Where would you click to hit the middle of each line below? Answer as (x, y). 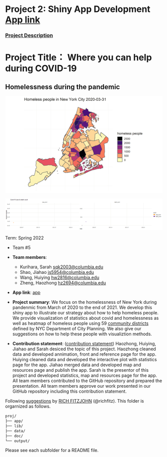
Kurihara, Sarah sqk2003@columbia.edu (62, 267)
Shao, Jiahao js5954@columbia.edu (57, 272)
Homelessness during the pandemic (63, 87)
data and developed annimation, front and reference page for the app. (84, 354)
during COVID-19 (41, 69)
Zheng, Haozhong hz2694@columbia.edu (63, 282)
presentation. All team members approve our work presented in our (82, 386)
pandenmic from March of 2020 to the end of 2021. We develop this (82, 307)
